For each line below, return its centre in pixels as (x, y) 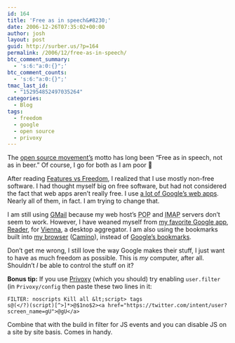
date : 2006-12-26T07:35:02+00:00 (56, 27)
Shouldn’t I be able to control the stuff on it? (71, 265)
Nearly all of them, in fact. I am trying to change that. (83, 201)
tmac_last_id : (28, 86)
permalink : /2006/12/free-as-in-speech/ (67, 53)
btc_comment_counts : (38, 72)
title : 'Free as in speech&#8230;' (59, 20)
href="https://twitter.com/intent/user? (168, 306)
